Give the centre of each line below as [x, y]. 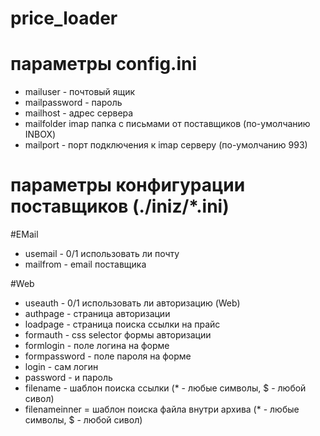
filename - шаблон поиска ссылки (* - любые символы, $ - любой [165, 388]
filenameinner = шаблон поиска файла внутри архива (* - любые [162, 409]
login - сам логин [61, 367]
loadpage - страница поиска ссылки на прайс [122, 324]
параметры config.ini [104, 64]
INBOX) [40, 134]
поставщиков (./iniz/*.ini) [120, 206]
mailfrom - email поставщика [85, 264]
